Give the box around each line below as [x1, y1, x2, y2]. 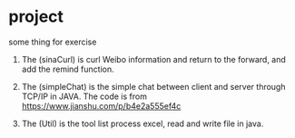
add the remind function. [21, 64, 114, 74]
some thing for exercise [8, 36, 97, 47]
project [8, 6, 64, 27]
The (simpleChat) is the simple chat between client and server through [21, 81, 286, 92]
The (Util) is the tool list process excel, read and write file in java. [21, 118, 264, 129]
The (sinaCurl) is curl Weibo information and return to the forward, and [21, 54, 287, 64]
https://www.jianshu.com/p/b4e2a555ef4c [21, 100, 182, 111]
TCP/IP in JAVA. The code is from [21, 91, 147, 102]
